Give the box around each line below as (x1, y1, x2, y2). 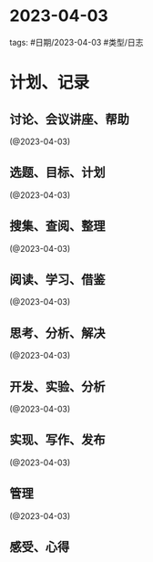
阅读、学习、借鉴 (9, 271, 106, 287)
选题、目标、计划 (9, 165, 106, 181)
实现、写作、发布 (9, 432, 106, 448)
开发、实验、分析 (9, 379, 106, 394)
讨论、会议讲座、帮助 (9, 111, 129, 127)
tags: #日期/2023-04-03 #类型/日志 (9, 36, 144, 47)
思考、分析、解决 (9, 325, 106, 340)
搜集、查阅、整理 (9, 218, 106, 234)
